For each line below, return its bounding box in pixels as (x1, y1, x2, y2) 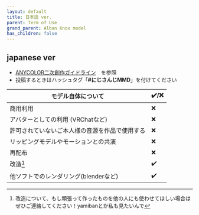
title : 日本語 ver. (6, 14, 52, 20)
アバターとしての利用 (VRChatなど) (9, 115, 108, 123)
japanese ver (6, 53, 56, 63)
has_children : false (6, 31, 58, 37)
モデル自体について (51, 92, 105, 100)
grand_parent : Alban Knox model (6, 25, 86, 31)
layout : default (6, 8, 47, 15)
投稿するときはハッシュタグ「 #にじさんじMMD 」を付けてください (15, 76, 177, 83)
